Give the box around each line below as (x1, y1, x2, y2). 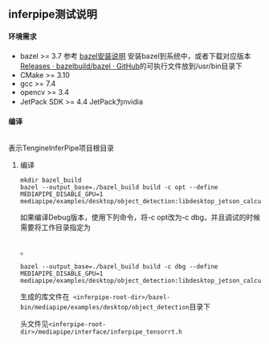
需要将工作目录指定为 (19, 222, 91, 231)
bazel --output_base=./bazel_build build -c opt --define (19, 183, 218, 191)
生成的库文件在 (19, 292, 70, 301)
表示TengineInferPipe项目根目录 (8, 143, 115, 153)
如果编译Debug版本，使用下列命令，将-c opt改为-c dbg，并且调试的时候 (19, 212, 261, 222)
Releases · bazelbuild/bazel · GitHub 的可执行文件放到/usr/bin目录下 (19, 61, 243, 71)
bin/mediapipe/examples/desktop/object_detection (19, 303, 190, 311)
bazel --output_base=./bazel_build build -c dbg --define (19, 262, 218, 271)
